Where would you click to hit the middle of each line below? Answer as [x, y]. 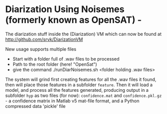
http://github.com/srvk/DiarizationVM [44, 39]
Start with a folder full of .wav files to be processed [66, 59]
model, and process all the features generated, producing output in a [77, 90]
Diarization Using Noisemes [65, 9]
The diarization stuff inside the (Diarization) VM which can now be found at [83, 34]
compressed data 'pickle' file [35, 106]
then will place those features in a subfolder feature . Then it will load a [79, 85]
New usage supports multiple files [41, 49]
